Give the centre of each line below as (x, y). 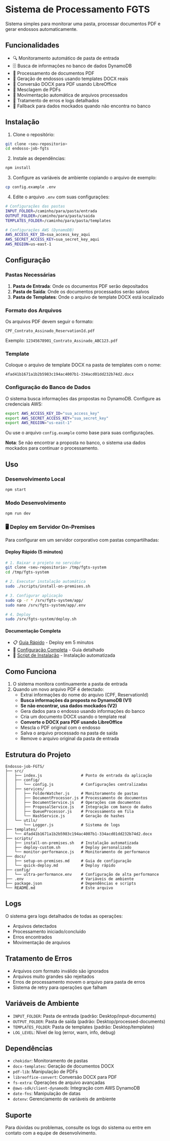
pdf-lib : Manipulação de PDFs (45, 1072)
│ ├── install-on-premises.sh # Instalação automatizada (72, 843)
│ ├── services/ (25, 789)
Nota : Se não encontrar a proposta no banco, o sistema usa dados (76, 443)
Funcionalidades (33, 45)
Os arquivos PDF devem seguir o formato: (49, 322)
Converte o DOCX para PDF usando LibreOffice (71, 722)
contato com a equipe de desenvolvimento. (51, 1133)
